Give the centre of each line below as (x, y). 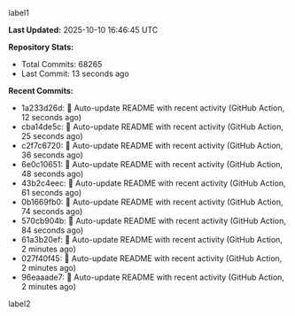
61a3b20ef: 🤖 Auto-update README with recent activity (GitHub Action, (151, 239)
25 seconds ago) (52, 136)
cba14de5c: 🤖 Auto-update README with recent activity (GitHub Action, (152, 127)
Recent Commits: (41, 91)
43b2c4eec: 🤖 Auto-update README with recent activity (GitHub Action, (153, 183)
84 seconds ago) (52, 230)
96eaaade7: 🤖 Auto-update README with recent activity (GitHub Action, (153, 277)
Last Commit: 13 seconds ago (75, 73)
